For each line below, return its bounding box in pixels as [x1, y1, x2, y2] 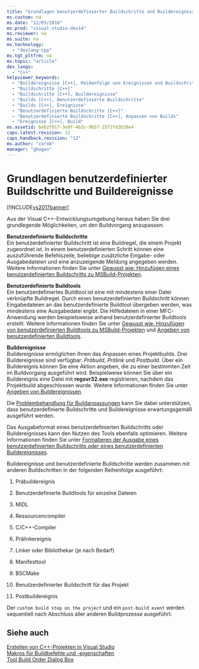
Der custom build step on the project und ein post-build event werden [6, 604, 185, 612]
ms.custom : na [6, 14, 42, 20]
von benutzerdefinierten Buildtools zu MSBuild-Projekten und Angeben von [6, 326, 190, 333]
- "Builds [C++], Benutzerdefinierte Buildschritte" [12, 97, 145, 102]
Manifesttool [15, 558, 46, 565]
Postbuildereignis [15, 593, 58, 600]
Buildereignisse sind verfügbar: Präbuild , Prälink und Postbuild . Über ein [6, 356, 183, 364]
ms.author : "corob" [6, 140, 55, 147]
